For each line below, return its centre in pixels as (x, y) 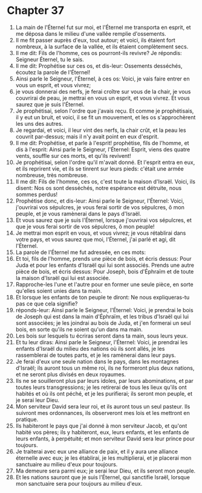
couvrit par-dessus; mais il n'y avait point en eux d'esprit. (87, 136)
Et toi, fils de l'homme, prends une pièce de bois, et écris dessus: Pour (103, 258)
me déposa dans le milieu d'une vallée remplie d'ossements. (91, 33)
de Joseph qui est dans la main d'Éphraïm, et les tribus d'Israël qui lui (102, 316)
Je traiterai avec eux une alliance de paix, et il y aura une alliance (96, 451)
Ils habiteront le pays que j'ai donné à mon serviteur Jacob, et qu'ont (101, 426)
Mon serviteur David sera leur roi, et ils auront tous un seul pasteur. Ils (103, 406)
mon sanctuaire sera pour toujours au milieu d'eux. (79, 483)
